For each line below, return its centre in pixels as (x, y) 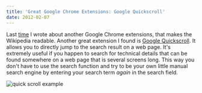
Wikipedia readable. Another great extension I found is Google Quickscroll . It (101, 41)
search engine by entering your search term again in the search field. (92, 72)
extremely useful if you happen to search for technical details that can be (97, 53)
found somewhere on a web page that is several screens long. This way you (100, 60)
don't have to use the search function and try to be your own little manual (97, 66)
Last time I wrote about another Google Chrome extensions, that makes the (99, 34)
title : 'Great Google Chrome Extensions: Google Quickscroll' (86, 12)
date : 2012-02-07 (28, 17)
